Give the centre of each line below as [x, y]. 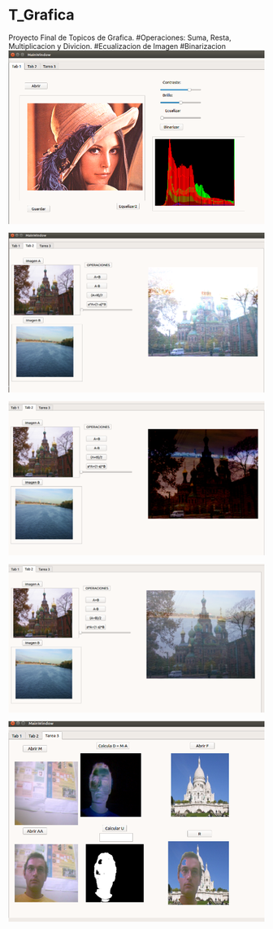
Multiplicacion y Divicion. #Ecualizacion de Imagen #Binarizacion [117, 46]
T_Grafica [41, 15]
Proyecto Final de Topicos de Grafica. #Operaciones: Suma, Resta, [120, 37]
